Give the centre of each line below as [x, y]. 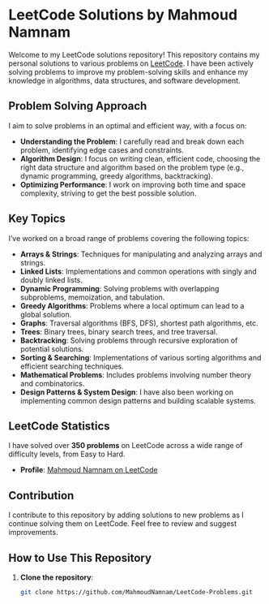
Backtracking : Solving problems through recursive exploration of [129, 340]
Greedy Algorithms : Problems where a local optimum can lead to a [132, 305]
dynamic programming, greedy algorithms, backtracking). [116, 175]
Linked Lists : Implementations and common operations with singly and [138, 271]
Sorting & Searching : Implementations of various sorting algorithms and [141, 357]
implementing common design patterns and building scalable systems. [138, 400]
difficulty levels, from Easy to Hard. [67, 454]
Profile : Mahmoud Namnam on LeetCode [89, 470]
